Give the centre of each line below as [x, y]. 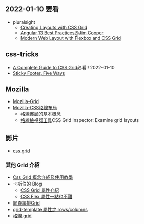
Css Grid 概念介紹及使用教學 [43, 177]
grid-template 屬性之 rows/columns [50, 209]
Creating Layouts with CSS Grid [54, 27]
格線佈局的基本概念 [41, 114]
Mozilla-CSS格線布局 [35, 108]
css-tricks [22, 55]
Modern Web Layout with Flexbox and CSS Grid [71, 38]
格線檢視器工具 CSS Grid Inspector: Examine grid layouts [80, 120]
